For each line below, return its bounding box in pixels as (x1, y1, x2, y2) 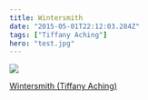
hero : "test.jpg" (9, 38, 75, 48)
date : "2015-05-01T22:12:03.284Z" (9, 22, 141, 31)
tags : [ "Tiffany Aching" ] (9, 30, 107, 39)
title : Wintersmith (9, 13, 84, 23)
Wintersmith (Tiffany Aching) (9, 81, 118, 92)
